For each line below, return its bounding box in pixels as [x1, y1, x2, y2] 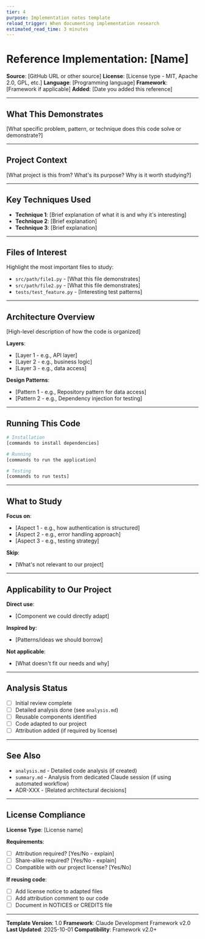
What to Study [6, 496, 62, 506]
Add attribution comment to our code [15, 894, 109, 902]
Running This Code [6, 418, 81, 428]
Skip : [6, 549, 20, 557]
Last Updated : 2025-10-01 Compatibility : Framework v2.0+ [6, 926, 157, 934]
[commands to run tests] [6, 473, 70, 480]
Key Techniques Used [6, 195, 92, 205]
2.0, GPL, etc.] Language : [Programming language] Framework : [6, 79, 168, 86]
